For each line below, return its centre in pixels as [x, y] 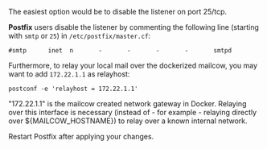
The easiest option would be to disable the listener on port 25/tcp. [118, 12]
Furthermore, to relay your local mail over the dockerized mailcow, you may [133, 65]
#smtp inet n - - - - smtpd [120, 51]
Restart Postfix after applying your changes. [81, 137]
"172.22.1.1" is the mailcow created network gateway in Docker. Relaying [127, 103]
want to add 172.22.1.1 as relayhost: [69, 74]
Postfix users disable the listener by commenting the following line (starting [134, 27]
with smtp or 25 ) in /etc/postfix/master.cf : [80, 36]
